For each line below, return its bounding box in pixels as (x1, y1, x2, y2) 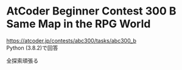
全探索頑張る (6, 57, 38, 64)
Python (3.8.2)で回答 (6, 44, 58, 51)
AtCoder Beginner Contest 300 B (6, 4, 177, 18)
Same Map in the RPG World (6, 17, 151, 31)
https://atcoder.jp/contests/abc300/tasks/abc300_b (6, 37, 137, 44)
